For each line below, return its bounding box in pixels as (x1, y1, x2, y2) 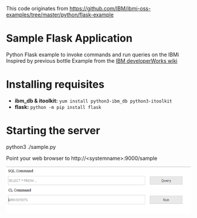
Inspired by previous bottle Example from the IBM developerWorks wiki (6, 57, 178, 64)
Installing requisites (6, 78, 104, 91)
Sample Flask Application (6, 32, 133, 45)
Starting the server (6, 124, 101, 137)
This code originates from (6, 5, 69, 12)
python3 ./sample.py (6, 143, 56, 150)
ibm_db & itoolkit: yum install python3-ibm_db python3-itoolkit (14, 97, 172, 104)
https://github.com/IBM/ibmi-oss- (69, 5, 151, 12)
